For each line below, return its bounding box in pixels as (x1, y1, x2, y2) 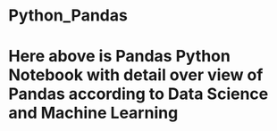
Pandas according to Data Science (8, 84, 269, 104)
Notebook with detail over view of (8, 65, 264, 86)
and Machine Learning (8, 103, 179, 123)
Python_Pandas (8, 5, 129, 26)
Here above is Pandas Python (8, 46, 231, 67)
